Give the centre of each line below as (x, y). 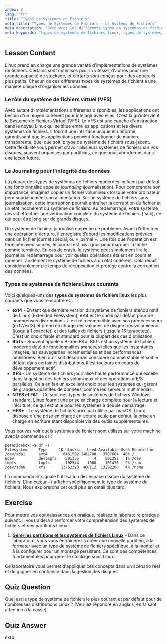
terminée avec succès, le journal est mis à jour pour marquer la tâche (76, 245)
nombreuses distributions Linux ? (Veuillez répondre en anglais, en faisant (81, 604)
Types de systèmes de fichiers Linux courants (62, 284)
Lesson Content (30, 53)
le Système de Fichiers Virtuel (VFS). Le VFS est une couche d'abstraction (81, 121)
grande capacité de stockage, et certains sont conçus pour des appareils (80, 76)
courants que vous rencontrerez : (39, 300)
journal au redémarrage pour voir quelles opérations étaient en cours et (78, 255)
